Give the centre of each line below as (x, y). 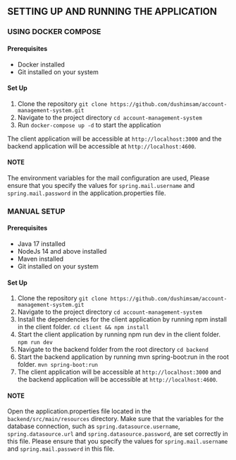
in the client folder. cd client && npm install (83, 327)
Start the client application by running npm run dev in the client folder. (119, 334)
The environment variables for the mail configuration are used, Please (108, 178)
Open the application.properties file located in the (79, 411)
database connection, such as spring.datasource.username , (94, 426)
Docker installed (41, 64)
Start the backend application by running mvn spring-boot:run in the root (123, 357)
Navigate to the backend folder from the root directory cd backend (113, 350)
